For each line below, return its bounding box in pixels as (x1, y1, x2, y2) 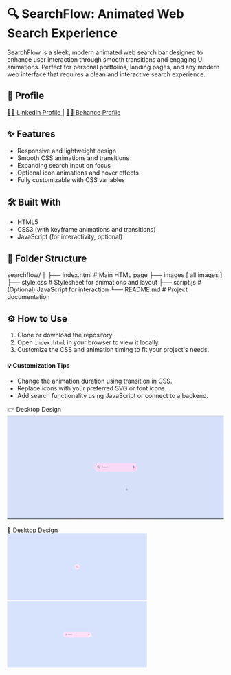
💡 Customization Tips (7, 361, 70, 369)
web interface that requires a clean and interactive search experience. (7, 70, 206, 78)
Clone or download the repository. (16, 331, 115, 339)
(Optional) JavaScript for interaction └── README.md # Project (7, 285, 188, 294)
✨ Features (7, 129, 56, 140)
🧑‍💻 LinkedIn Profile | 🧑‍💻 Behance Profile (7, 108, 121, 116)
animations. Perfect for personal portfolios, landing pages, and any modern (7, 63, 220, 71)
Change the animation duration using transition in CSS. (16, 377, 173, 386)
